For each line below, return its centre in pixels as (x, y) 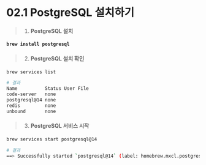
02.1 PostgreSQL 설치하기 (71, 13)
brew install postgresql (38, 44)
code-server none (31, 94)
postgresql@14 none (31, 100)
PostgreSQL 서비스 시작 (60, 126)
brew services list (31, 72)
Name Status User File (48, 89)
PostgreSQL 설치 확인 (57, 58)
